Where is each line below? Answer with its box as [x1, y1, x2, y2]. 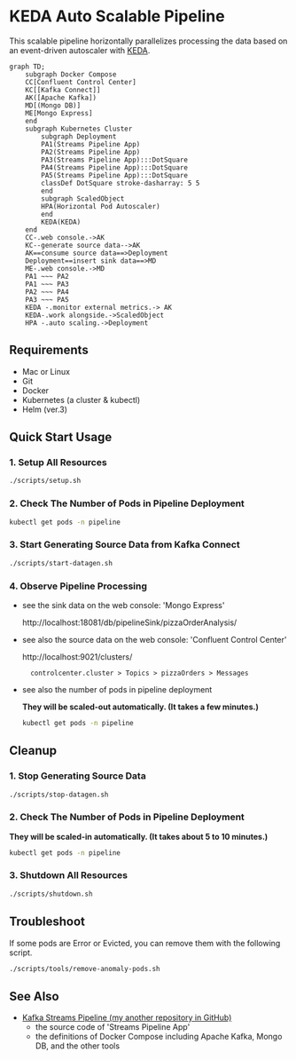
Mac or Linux [21, 366, 71, 376]
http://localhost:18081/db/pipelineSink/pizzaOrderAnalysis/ [21, 617, 238, 628]
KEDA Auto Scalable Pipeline [9, 6, 225, 27]
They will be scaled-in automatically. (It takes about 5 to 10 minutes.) [9, 831, 269, 842]
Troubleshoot [9, 914, 86, 929]
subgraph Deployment [41, 131, 117, 141]
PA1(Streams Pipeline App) [41, 139, 141, 148]
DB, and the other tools [35, 1040, 121, 1051]
